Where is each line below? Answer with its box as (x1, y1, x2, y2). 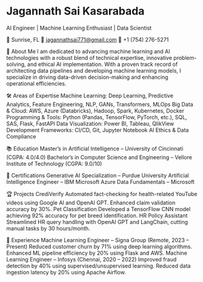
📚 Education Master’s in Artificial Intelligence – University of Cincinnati (6, 145, 184, 152)
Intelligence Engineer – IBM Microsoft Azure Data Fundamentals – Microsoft (6, 178, 195, 185)
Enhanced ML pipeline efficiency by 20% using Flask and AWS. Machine (6, 249, 188, 257)
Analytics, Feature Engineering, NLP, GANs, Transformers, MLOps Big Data (6, 100, 193, 108)
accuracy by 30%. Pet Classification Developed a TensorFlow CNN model (6, 205, 191, 212)
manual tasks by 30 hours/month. (6, 225, 90, 232)
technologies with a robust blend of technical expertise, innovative (6, 54, 173, 61)
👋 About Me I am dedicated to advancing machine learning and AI (6, 47, 170, 55)
